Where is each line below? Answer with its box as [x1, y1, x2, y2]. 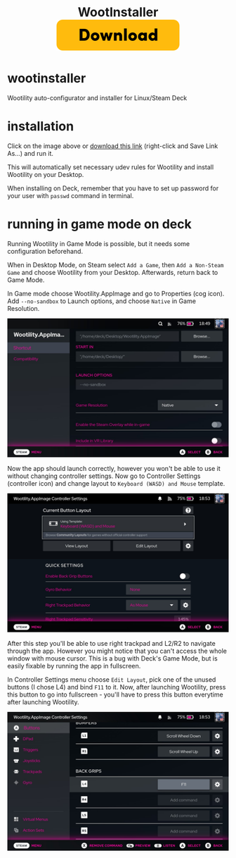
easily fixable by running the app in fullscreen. [7, 662, 141, 670]
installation [7, 118, 74, 135]
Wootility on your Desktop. [7, 171, 84, 179]
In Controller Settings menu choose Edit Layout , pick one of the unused [7, 675, 216, 684]
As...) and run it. [7, 149, 54, 158]
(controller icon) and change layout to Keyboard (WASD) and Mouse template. [7, 479, 225, 487]
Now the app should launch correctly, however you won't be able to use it [7, 465, 221, 472]
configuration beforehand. [7, 247, 83, 255]
